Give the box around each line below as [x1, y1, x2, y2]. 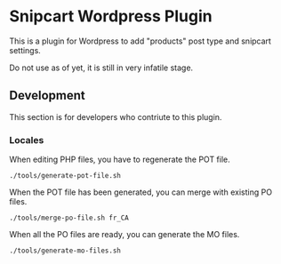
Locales [9, 133, 44, 146]
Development [9, 88, 86, 103]
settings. [9, 44, 42, 55]
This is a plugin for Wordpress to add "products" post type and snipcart [9, 36, 271, 46]
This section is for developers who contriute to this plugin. [9, 111, 222, 122]
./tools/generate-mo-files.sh [9, 246, 122, 255]
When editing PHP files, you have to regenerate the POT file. [9, 154, 231, 165]
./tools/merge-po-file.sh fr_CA [9, 213, 129, 223]
